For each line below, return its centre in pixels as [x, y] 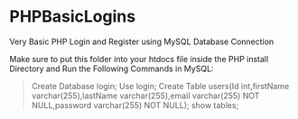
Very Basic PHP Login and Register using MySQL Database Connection [142, 41]
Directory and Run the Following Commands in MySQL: [112, 69]
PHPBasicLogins [73, 17]
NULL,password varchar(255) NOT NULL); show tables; [135, 105]
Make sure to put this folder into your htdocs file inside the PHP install [139, 59]
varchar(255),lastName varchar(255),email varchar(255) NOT [145, 96]
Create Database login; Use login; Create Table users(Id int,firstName [160, 86]
